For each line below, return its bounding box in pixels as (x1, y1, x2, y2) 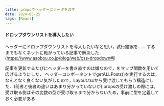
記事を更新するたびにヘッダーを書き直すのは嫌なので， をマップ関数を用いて (5, 65, 160, 71)
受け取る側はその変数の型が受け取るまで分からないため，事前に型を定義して (5, 89, 159, 95)
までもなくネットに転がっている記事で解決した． (5, 50, 104, 55)
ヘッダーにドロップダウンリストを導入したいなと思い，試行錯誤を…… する (5, 43, 156, 49)
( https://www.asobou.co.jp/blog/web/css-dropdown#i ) (5, 55, 116, 61)
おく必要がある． (5, 95, 40, 101)
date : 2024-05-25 (5, 12, 41, 17)
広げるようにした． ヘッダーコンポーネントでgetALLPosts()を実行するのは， (5, 71, 160, 77)
